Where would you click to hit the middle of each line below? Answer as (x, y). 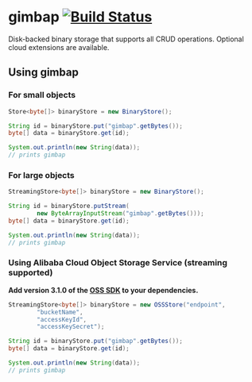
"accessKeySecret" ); (71, 327)
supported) (31, 272)
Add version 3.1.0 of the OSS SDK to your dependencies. (103, 290)
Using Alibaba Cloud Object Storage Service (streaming (118, 263)
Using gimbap (44, 73)
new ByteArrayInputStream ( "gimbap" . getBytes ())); (120, 214)
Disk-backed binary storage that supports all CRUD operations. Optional (126, 39)
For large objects (42, 175)
